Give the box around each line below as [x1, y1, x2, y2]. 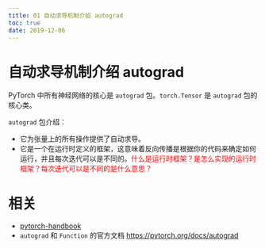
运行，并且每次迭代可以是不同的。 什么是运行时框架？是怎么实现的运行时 [19, 154, 256, 163]
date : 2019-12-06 [8, 26, 66, 34]
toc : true [8, 19, 41, 27]
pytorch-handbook [19, 221, 82, 231]
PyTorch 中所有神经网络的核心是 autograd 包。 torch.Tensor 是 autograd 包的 [8, 90, 258, 100]
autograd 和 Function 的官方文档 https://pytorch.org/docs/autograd [19, 231, 239, 240]
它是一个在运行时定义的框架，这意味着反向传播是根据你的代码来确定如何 [19, 144, 256, 154]
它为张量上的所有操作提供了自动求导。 [19, 134, 145, 143]
